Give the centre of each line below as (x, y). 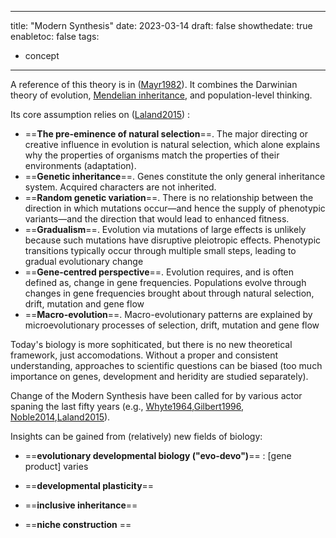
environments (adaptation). (80, 165)
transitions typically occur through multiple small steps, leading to (160, 250)
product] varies (56, 466)
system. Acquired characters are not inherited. (120, 187)
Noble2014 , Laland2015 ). (60, 417)
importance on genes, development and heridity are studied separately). (159, 376)
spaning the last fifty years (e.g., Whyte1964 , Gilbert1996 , (127, 406)
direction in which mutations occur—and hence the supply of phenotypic (175, 208)
